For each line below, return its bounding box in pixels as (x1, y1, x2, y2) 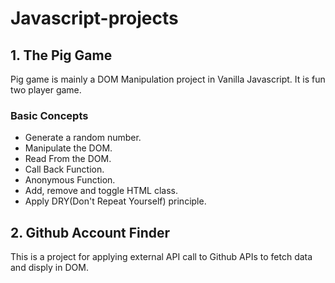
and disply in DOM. (10, 262, 89, 274)
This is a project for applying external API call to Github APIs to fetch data (10, 251, 313, 263)
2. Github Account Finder (10, 224, 171, 241)
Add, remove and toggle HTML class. (24, 185, 178, 197)
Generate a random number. (24, 132, 142, 144)
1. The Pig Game (10, 47, 113, 64)
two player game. (10, 84, 82, 96)
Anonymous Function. (24, 174, 116, 186)
